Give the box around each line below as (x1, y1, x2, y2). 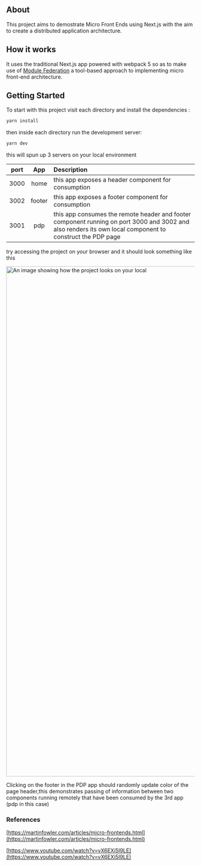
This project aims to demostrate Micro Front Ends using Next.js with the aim (6, 20, 193, 28)
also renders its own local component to (53, 225, 166, 233)
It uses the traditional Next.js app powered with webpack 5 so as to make (6, 60, 187, 68)
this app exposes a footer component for (53, 193, 168, 202)
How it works (6, 44, 56, 55)
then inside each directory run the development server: (6, 129, 142, 136)
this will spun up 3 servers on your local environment (6, 151, 137, 158)
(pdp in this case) (6, 801, 50, 808)
